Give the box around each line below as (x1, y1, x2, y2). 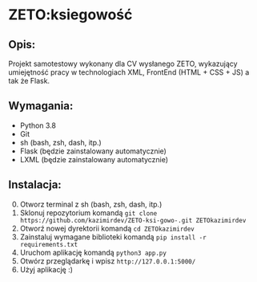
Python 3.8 (19, 121, 56, 130)
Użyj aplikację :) (19, 264, 74, 274)
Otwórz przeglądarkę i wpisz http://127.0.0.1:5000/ (19, 255, 196, 266)
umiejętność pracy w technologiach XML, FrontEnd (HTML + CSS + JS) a (8, 67, 250, 77)
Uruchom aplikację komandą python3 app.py (19, 247, 167, 257)
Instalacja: (8, 178, 62, 192)
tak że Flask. (8, 76, 50, 85)
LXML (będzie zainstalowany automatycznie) (19, 154, 169, 164)
